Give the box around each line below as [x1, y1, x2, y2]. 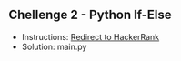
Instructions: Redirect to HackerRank [21, 31, 160, 42]
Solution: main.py [21, 41, 87, 52]
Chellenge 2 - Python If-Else [8, 7, 172, 23]
